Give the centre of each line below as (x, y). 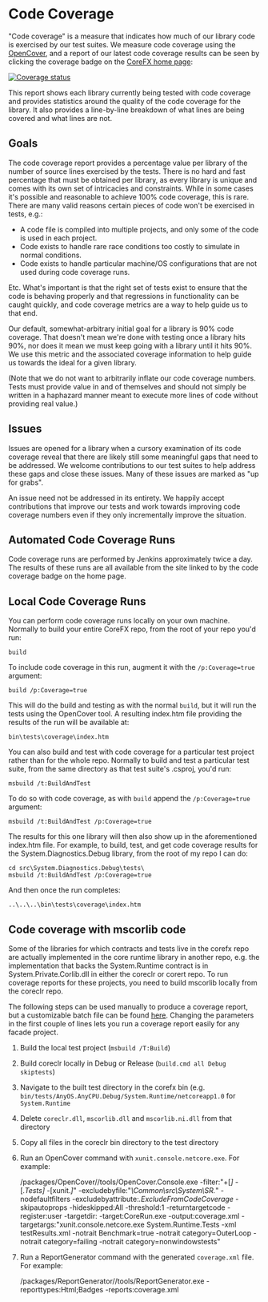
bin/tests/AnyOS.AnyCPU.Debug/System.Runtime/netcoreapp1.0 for (128, 1096)
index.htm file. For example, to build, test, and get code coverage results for (133, 845)
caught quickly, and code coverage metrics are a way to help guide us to (128, 304)
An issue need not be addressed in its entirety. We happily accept (116, 498)
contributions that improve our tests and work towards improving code (124, 506)
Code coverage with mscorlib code (97, 929)
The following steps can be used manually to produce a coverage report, (128, 1007)
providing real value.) (43, 403)
